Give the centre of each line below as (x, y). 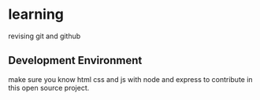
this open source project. (49, 87)
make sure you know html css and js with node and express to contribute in (131, 79)
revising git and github (45, 36)
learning (36, 14)
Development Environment (75, 61)
